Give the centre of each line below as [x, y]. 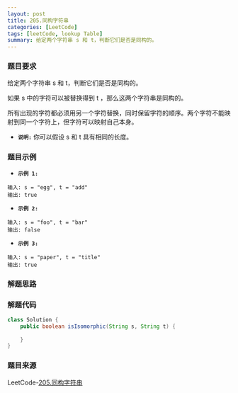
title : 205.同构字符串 [38, 21]
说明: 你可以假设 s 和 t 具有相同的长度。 [75, 137]
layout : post [27, 14]
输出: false [24, 230]
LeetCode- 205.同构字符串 [45, 382]
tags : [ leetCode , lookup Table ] [55, 34]
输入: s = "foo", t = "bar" [48, 222]
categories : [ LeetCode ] [42, 27]
